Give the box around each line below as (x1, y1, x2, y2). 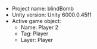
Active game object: (11, 18, 61, 24)
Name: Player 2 (20, 24, 58, 31)
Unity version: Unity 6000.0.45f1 (11, 11, 92, 18)
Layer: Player (20, 37, 54, 43)
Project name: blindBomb (11, 5, 74, 12)
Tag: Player (20, 30, 49, 37)
